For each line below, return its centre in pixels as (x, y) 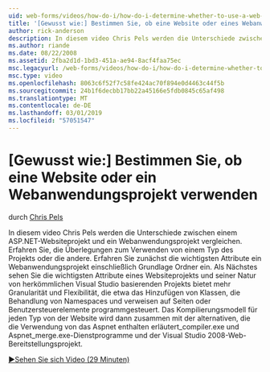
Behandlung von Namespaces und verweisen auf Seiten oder (110, 301)
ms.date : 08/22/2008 (43, 53)
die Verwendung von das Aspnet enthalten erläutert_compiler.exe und (124, 326)
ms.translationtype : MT (48, 98)
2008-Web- (227, 335)
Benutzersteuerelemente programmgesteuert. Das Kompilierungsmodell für (133, 309)
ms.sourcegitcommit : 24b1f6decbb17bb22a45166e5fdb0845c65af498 (117, 91)
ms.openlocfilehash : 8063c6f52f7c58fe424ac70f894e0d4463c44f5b (117, 83)
